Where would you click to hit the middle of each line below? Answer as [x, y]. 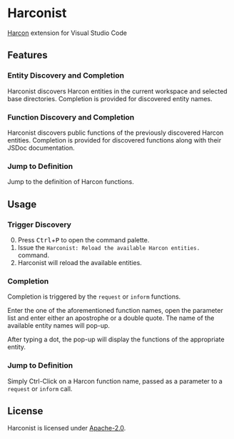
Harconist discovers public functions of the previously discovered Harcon [116, 133]
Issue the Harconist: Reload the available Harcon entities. [109, 247]
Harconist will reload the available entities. [80, 262]
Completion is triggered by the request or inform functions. [94, 296]
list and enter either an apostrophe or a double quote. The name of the [111, 318]
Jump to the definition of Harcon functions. [71, 182]
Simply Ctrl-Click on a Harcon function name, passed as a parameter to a [115, 381]
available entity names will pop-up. [59, 326]
